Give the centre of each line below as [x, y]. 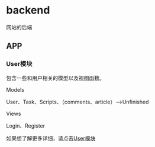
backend [28, 10]
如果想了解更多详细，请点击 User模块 [51, 138]
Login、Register [26, 126]
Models [15, 89]
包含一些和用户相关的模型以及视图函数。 [55, 78]
